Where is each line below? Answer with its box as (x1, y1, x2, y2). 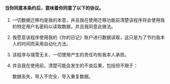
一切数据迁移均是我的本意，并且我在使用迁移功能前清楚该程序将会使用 (12, 17, 161, 23)
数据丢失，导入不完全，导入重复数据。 (12, 73, 93, 79)
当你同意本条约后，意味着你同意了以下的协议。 (5, 5, 103, 11)
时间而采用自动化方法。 (21, 41, 71, 47)
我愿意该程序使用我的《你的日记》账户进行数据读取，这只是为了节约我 (12, 34, 161, 40)
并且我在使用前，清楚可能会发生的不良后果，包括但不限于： (12, 62, 138, 69)
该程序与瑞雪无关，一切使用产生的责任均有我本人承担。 (12, 52, 129, 58)
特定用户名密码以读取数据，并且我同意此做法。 (16, 24, 116, 30)
